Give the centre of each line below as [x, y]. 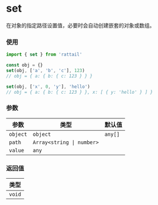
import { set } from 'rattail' [44, 54]
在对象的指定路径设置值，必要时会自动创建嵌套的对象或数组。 [80, 25]
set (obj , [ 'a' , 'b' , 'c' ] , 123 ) [45, 70]
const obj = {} [25, 65]
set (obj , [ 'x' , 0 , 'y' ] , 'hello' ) [48, 87]
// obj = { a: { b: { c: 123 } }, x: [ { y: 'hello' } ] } [80, 92]
